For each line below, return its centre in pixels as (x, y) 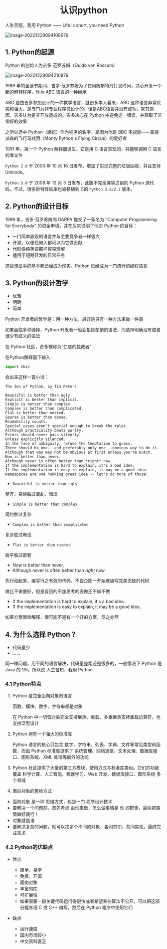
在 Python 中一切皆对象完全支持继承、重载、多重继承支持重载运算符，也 (86, 717)
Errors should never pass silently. (43, 435)
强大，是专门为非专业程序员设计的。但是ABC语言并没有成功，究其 (82, 109)
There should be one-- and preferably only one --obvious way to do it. (82, 448)
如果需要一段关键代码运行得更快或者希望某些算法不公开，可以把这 (87, 901)
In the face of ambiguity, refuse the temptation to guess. (69, 444)
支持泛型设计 (25, 723)
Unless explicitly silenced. (35, 439)
